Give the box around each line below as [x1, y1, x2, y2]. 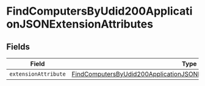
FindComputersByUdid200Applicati [6, 4, 193, 18]
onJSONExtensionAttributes [6, 17, 154, 31]
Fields [6, 41, 31, 52]
